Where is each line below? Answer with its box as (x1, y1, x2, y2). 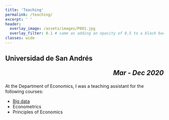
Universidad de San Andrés (5, 54, 93, 63)
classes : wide (5, 36, 35, 41)
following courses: (5, 89, 44, 95)
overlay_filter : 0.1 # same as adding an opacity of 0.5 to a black (10, 31, 156, 36)
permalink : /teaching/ (5, 12, 53, 17)
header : (5, 21, 22, 27)
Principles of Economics (12, 109, 63, 115)
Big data (12, 98, 30, 104)
